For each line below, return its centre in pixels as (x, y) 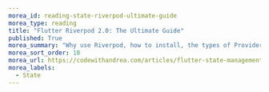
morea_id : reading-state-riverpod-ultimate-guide (93, 16)
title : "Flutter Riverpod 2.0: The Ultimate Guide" (96, 30)
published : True (35, 38)
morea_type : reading (43, 23)
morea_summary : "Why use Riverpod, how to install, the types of (119, 46)
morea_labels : (32, 68)
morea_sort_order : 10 (44, 53)
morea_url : (26, 61)
